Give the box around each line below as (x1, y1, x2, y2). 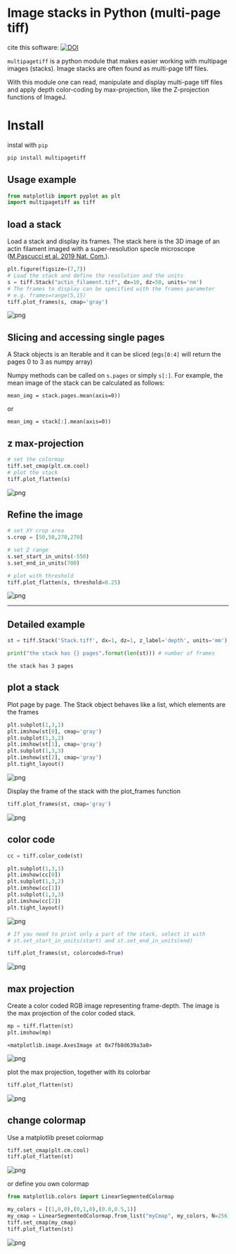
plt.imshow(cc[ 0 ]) (7, 871, 61, 878)
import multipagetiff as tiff (7, 199, 96, 206)
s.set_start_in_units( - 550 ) (7, 553, 90, 560)
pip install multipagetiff (7, 154, 86, 161)
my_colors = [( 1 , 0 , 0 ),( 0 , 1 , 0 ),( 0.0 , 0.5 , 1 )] (7, 1206, 137, 1213)
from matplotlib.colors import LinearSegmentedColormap (7, 1194, 174, 1201)
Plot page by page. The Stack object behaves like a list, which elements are (7, 700, 226, 708)
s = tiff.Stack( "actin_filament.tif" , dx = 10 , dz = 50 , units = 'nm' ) (7, 279, 202, 286)
